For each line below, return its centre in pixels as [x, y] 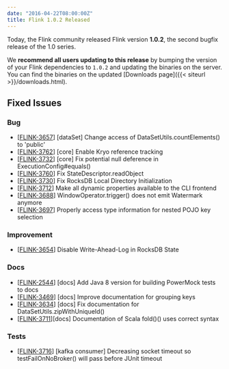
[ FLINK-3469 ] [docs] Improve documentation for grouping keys [106, 297]
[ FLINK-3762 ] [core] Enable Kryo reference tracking [90, 152]
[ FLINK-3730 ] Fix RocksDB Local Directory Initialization [94, 181]
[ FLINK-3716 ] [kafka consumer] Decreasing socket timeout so [104, 351]
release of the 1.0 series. [42, 46]
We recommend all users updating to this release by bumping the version [112, 59]
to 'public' [31, 145]
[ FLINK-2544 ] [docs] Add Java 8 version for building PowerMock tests [116, 282]
